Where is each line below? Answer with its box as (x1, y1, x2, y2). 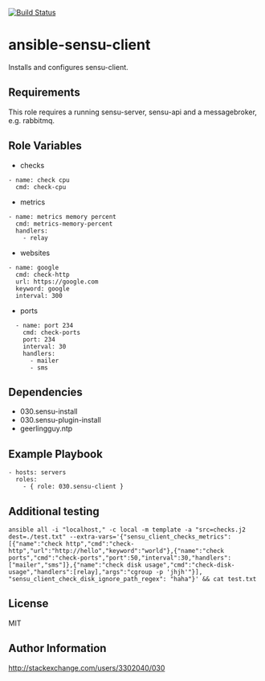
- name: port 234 (15, 321, 74, 329)
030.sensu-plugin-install (19, 415, 102, 425)
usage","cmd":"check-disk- (145, 561, 235, 569)
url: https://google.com (15, 278, 99, 286)
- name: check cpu (8, 175, 70, 184)
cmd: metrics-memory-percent (15, 220, 113, 228)
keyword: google (15, 284, 70, 293)
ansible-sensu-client (8, 36, 151, 54)
